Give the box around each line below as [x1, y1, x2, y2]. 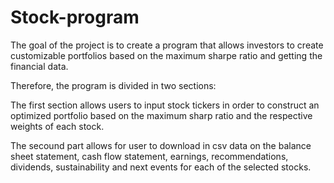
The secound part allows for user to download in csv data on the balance [10, 139, 312, 151]
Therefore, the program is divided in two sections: [10, 79, 217, 91]
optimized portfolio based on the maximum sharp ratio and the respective [10, 109, 313, 121]
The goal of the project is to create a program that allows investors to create [10, 39, 324, 51]
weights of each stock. [10, 120, 105, 132]
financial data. [10, 60, 69, 72]
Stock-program [10, 6, 140, 29]
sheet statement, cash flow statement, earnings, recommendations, [10, 150, 289, 162]
